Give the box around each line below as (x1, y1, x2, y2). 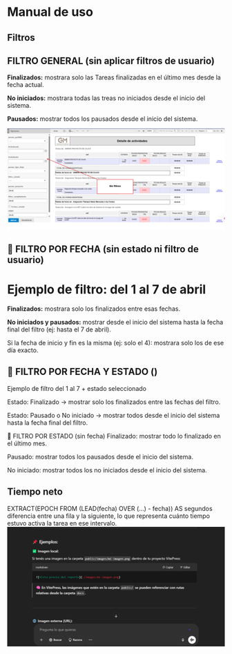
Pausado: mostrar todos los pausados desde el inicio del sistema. (7, 452, 193, 461)
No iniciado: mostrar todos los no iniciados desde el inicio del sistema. (7, 465, 207, 474)
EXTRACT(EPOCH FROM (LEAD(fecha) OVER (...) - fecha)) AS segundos (7, 504, 213, 512)
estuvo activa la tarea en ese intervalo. (7, 519, 117, 527)
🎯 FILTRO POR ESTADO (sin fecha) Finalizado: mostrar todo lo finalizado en (7, 432, 221, 440)
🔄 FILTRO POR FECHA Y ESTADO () (7, 366, 158, 378)
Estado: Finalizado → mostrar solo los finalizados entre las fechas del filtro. (7, 398, 221, 406)
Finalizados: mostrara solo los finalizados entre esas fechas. (7, 305, 181, 313)
